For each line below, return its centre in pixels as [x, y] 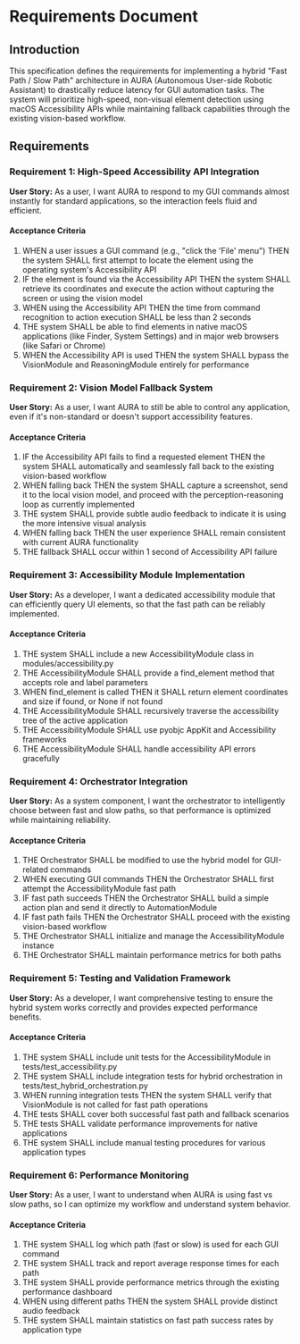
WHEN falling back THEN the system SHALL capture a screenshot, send [155, 485]
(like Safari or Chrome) [64, 345]
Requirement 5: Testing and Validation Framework [120, 979]
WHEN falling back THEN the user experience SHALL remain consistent [154, 533]
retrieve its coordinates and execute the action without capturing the [148, 289]
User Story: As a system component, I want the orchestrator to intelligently [147, 801]
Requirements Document [104, 17]
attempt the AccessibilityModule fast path [99, 889]
